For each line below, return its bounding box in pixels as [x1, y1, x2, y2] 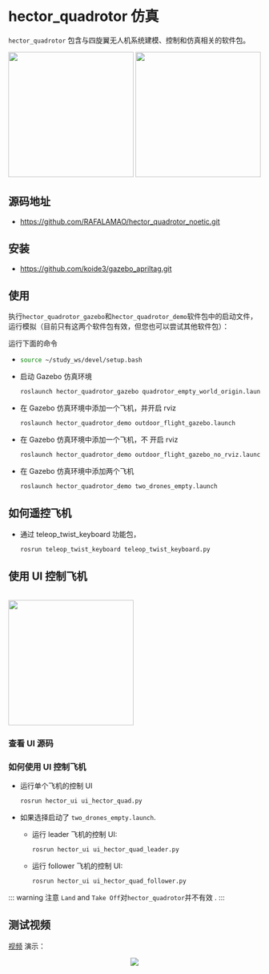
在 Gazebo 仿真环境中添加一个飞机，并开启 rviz [19, 403, 177, 413]
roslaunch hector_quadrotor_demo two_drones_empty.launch [19, 482, 218, 490]
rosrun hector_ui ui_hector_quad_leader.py [31, 846, 180, 854]
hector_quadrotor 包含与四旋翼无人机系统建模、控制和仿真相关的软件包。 [8, 35, 251, 45]
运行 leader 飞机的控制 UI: [31, 830, 118, 839]
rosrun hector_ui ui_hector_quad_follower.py [31, 877, 187, 886]
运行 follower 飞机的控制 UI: [31, 861, 123, 871]
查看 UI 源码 [8, 738, 54, 750]
